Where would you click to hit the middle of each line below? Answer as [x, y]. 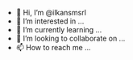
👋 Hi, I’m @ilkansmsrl [51, 13]
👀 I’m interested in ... [50, 21]
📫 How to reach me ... [53, 47]
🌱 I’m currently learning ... [59, 30]
